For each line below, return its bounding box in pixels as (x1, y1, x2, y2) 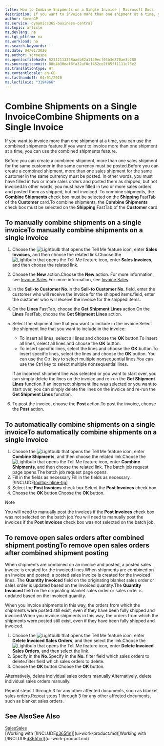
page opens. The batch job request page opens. (12, 469, 108, 475)
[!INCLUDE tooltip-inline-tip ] (12, 479, 68, 486)
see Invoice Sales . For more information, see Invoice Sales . (12, 277, 130, 283)
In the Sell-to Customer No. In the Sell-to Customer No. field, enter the (12, 286, 155, 292)
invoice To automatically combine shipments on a (5, 428, 157, 436)
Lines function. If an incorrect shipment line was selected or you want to (12, 381, 157, 387)
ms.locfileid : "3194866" (5, 80, 56, 84)
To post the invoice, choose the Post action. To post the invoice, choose (12, 401, 156, 407)
